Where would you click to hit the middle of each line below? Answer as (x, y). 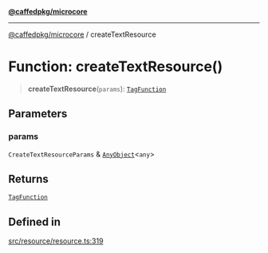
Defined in (35, 221)
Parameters (38, 114)
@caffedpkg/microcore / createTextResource (83, 34)
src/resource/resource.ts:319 (56, 241)
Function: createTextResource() (116, 67)
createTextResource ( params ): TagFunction (97, 89)
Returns (29, 179)
